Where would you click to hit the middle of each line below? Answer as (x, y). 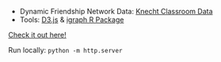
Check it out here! (38, 35)
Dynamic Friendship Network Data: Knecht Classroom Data (116, 11)
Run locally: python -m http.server (65, 50)
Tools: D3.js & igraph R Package (72, 20)
